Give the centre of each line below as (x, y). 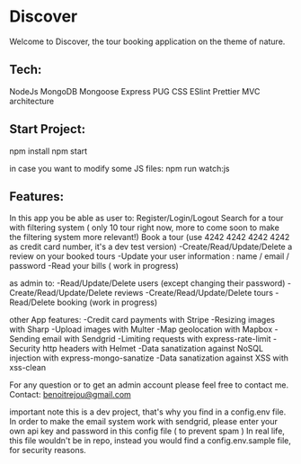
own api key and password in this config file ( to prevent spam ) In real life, (147, 431)
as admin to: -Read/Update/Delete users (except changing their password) (147, 283)
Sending (25, 339)
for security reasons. (48, 451)
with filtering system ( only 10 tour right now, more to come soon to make (145, 228)
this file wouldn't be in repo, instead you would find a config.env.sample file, (150, 441)
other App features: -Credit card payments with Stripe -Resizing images (142, 320)
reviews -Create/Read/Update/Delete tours (194, 293)
